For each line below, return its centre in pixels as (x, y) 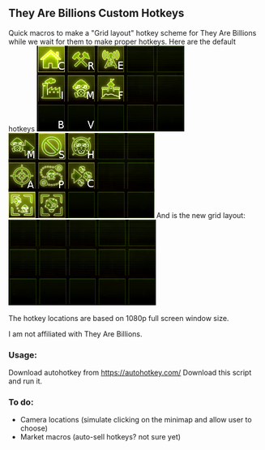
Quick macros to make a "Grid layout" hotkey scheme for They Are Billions (132, 32)
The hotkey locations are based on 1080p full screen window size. (119, 318)
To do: (21, 402)
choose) (34, 428)
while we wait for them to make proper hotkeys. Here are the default (122, 41)
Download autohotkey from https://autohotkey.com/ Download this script (130, 373)
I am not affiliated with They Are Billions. (76, 334)
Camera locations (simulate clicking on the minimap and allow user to (136, 420)
